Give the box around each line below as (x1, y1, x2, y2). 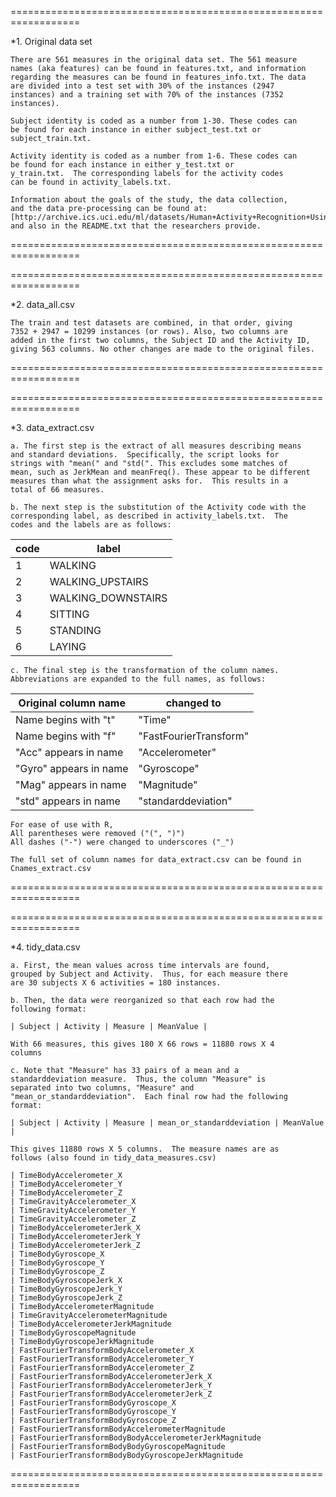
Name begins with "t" (15, 713, 116, 726)
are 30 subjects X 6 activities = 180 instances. (10, 978, 222, 988)
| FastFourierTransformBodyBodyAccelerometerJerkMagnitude (10, 1433, 262, 1443)
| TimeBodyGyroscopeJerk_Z (10, 1293, 123, 1303)
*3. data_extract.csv (10, 422, 95, 433)
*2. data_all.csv (10, 299, 75, 310)
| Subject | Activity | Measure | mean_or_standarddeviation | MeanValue (10, 1118, 325, 1128)
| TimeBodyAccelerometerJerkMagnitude (10, 1319, 172, 1329)
